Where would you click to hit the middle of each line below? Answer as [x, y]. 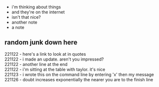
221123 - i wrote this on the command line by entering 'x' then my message [79, 75]
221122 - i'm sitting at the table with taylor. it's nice [55, 69]
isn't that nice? [26, 17]
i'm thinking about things [36, 7]
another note [24, 22]
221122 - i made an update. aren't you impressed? [54, 59]
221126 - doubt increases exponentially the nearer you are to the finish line [79, 79]
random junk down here [41, 43]
